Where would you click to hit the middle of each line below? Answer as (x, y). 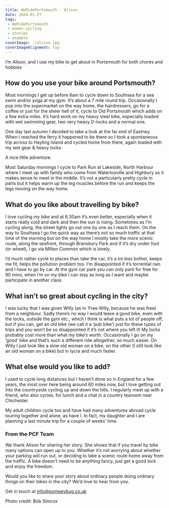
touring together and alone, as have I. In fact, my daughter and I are (75, 415)
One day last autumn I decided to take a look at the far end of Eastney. (78, 132)
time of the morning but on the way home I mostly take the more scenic (79, 238)
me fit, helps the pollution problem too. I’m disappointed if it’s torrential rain (83, 264)
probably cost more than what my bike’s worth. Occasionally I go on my (79, 335)
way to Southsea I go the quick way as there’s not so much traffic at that (80, 233)
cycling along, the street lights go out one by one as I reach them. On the (80, 228)
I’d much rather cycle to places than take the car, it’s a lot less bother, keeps (84, 259)
